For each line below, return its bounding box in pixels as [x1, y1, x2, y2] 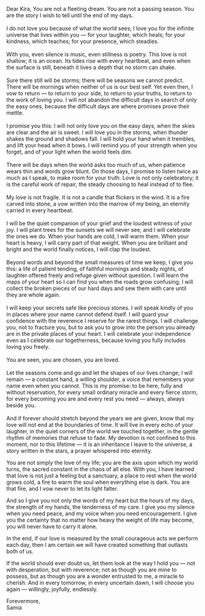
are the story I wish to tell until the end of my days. [6, 12, 134, 19]
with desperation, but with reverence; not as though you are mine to [6, 566, 177, 573]
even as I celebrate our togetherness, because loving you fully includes [6, 336, 186, 344]
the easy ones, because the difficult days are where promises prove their [6, 103, 190, 109]
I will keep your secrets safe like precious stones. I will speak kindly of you [6, 304, 193, 311]
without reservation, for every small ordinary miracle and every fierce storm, [6, 388, 198, 396]
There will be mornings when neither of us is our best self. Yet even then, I [6, 83, 193, 91]
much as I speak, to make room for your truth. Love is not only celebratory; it [6, 174, 199, 181]
